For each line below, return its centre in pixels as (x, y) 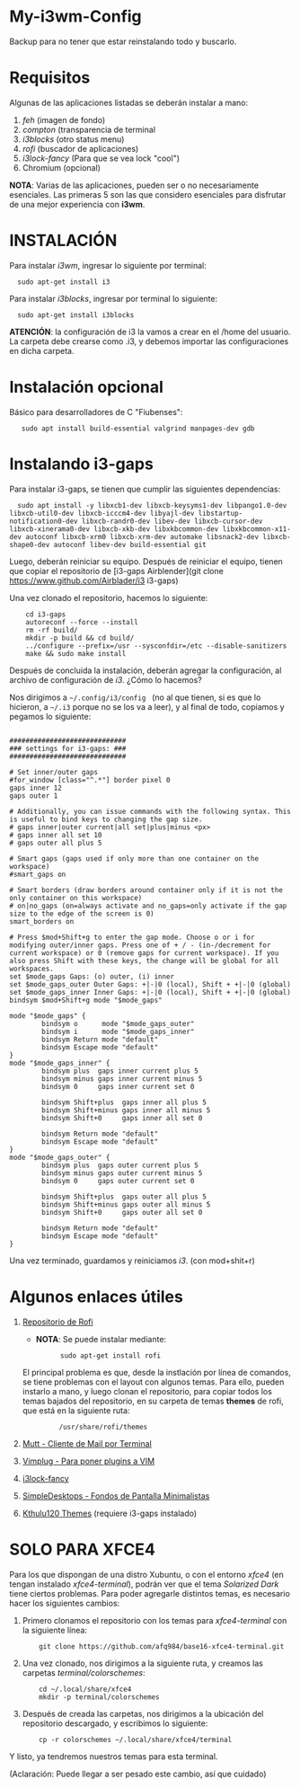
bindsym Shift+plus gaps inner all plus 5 (124, 1102)
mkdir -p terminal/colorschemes (99, 1697)
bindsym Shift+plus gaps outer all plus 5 (124, 1197)
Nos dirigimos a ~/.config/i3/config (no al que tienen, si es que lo (135, 697)
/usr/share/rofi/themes (103, 1427)
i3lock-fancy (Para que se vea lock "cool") (101, 158)
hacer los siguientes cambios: (65, 1603)
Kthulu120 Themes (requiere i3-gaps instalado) (110, 1513)
